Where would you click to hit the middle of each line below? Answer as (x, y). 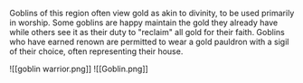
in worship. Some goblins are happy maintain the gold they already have (144, 23)
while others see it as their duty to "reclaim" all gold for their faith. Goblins (147, 32)
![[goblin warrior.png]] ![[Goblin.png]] (79, 69)
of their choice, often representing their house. (96, 51)
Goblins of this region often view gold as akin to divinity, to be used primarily (152, 13)
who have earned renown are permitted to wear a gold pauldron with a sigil (149, 41)
